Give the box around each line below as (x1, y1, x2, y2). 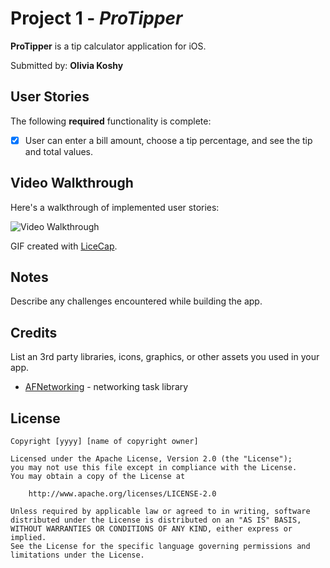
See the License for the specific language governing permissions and (10, 542, 311, 552)
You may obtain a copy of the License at (10, 472, 186, 482)
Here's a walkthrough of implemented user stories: (10, 201, 220, 213)
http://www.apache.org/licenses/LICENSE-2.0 (28, 489, 217, 499)
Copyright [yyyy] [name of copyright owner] (10, 437, 199, 447)
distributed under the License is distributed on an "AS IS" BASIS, (10, 515, 302, 526)
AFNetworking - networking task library (24, 381, 189, 393)
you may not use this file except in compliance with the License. (10, 463, 298, 473)
